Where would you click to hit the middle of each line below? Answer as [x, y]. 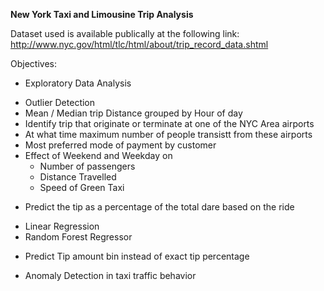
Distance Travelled [78, 177]
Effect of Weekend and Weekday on [98, 155]
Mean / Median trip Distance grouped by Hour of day [133, 113]
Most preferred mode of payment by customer [120, 145]
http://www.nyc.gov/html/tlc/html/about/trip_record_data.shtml [139, 44]
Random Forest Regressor [78, 237]
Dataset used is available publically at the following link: [125, 33]
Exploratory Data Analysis [78, 83]
